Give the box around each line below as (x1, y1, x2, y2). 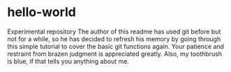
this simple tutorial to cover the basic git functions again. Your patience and (7, 42, 225, 50)
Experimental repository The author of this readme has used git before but (7, 27, 221, 36)
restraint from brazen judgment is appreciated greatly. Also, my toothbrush (7, 50, 222, 58)
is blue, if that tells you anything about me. (7, 57, 129, 65)
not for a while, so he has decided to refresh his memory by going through (7, 34, 221, 43)
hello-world (7, 4, 77, 20)
